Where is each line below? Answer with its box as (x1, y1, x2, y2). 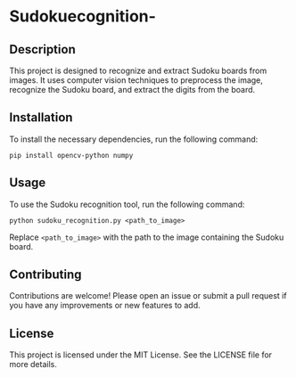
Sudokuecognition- (9, 6, 156, 27)
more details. (9, 359, 58, 370)
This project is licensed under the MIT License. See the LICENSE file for (9, 349, 273, 360)
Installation (9, 110, 73, 126)
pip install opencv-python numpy (9, 151, 134, 160)
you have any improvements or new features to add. (9, 300, 201, 311)
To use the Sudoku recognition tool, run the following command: (9, 199, 245, 209)
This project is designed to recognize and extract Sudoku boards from (9, 65, 267, 76)
